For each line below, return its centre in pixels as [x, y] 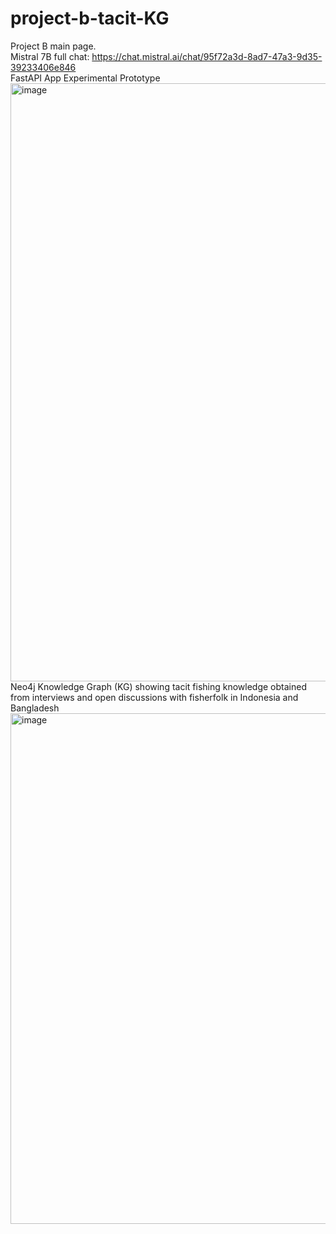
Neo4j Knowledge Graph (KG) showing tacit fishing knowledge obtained [158, 686]
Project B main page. [53, 46]
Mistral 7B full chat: [50, 56]
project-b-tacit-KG [90, 18]
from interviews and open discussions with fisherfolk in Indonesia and [154, 697]
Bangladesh [35, 708]
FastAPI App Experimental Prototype [85, 78]
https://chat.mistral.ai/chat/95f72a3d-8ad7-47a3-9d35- [207, 56]
